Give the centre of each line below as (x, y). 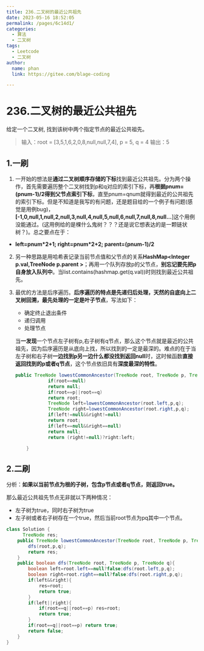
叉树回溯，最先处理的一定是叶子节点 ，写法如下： (76, 300)
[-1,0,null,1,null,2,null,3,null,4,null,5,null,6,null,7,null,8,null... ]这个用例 (105, 217)
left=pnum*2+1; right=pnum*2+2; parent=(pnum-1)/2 (85, 244)
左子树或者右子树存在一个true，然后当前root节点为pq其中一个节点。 (100, 518)
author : (16, 63)
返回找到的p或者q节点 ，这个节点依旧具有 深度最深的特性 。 (88, 364)
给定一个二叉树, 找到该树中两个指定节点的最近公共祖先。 (77, 129)
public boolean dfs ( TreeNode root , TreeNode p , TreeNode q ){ (96, 563)
